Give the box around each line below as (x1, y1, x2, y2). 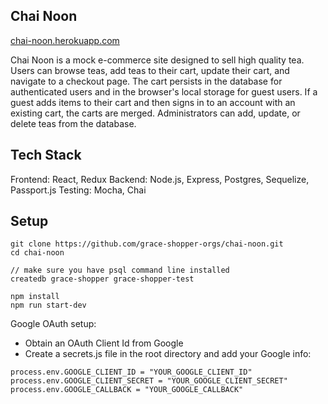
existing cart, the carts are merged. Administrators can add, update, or (10, 107, 301, 119)
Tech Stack (10, 147, 82, 164)
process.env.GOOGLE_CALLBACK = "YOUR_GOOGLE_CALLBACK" (10, 385, 244, 395)
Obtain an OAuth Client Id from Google (24, 337, 184, 349)
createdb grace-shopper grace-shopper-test (10, 274, 195, 284)
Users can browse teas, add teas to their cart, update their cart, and (10, 64, 290, 76)
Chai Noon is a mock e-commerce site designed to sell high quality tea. (10, 54, 305, 66)
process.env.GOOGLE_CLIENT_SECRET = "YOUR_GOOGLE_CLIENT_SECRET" (10, 376, 288, 386)
